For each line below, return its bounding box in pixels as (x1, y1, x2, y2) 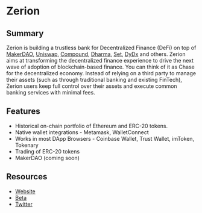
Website (14, 188, 36, 195)
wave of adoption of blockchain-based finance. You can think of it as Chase (6, 63, 195, 70)
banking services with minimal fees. (6, 89, 95, 96)
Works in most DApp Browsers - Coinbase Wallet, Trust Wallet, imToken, (14, 135, 195, 142)
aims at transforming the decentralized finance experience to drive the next (6, 57, 194, 64)
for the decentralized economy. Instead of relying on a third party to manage (6, 70, 197, 76)
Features (6, 106, 40, 117)
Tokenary (14, 141, 39, 149)
